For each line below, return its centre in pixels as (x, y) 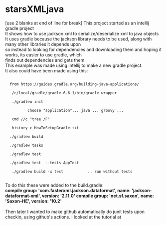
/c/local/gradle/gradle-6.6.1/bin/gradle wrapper (64, 93)
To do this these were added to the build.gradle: (54, 185)
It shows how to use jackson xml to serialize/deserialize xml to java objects (82, 33)
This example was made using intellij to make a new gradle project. (74, 65)
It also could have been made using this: (47, 70)
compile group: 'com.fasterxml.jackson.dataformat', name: (68, 190)
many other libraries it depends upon (43, 44)
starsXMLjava (35, 9)
